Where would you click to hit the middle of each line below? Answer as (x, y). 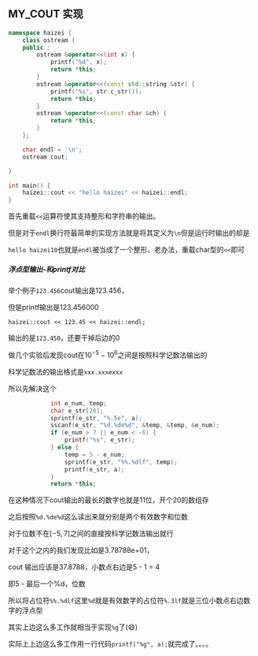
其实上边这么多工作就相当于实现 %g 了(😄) (73, 627)
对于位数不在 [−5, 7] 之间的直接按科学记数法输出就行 (91, 534)
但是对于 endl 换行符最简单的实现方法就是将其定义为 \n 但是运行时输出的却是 (129, 233)
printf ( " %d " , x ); (79, 62)
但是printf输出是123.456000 (54, 307)
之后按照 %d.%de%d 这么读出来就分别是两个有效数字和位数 (98, 517)
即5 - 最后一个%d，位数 (47, 584)
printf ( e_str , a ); (94, 469)
